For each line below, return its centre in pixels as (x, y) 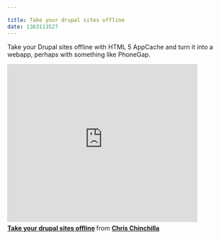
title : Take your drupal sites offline (66, 20)
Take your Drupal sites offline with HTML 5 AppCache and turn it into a (110, 47)
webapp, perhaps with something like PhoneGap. (79, 54)
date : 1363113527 (33, 27)
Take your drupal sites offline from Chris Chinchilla (83, 228)
